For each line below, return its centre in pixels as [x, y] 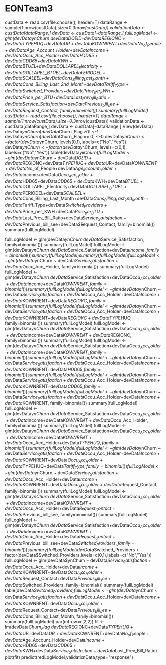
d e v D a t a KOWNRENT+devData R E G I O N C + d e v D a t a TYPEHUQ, [68, 318]
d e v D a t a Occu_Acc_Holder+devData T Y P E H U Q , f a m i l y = [62, 443]
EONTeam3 [29, 9]
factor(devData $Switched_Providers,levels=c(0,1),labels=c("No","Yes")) [78, 555]
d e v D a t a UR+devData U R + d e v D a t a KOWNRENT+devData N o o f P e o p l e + [77, 634]
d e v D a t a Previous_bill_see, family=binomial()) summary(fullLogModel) [77, 515]
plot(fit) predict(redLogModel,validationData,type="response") [69, 657]
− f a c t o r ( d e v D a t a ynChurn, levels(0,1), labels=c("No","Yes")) [66, 142]
